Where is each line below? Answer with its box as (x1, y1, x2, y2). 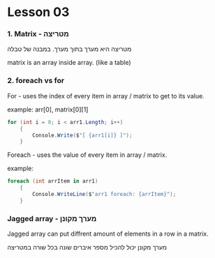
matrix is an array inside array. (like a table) (7, 59, 131, 67)
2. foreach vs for (7, 76, 65, 86)
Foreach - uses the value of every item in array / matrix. (7, 151, 168, 159)
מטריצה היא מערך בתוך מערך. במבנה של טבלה (7, 45, 132, 53)
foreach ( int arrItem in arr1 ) (7, 178, 98, 185)
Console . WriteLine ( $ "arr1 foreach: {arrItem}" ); (32, 191, 177, 198)
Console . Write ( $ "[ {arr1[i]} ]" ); (32, 132, 133, 139)
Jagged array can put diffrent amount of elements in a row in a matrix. (7, 229, 209, 238)
